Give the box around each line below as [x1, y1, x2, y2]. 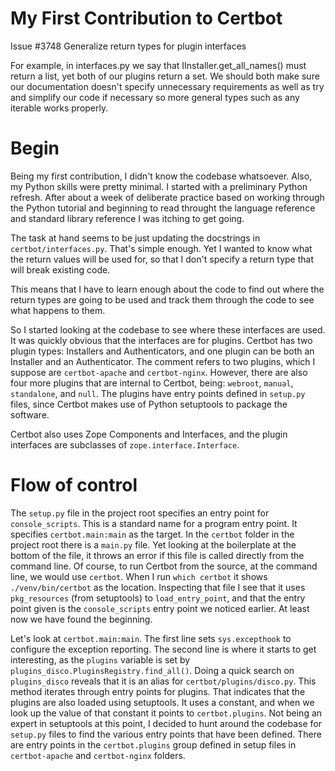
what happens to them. [10, 304, 106, 316]
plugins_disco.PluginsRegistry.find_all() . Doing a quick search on [10, 664, 295, 676]
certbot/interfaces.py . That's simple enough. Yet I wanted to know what [10, 242, 313, 254]
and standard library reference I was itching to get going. [10, 212, 245, 224]
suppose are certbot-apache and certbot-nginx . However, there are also [10, 366, 308, 378]
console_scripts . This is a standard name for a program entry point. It [10, 517, 298, 529]
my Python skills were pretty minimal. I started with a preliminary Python [10, 180, 308, 192]
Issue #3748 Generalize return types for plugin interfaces [10, 40, 247, 52]
